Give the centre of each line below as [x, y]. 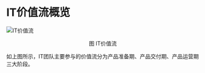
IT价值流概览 [38, 12]
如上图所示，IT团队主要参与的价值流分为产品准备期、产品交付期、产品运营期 [102, 56]
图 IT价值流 [103, 43]
